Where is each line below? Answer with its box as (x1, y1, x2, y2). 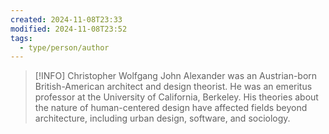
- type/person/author (19, 42, 110, 53)
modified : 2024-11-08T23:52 (10, 24, 128, 34)
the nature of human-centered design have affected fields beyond (34, 102, 308, 114)
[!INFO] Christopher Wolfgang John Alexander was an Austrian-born (34, 70, 318, 82)
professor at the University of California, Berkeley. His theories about (34, 91, 319, 103)
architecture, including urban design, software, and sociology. (34, 112, 291, 125)
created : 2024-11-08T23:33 (10, 14, 123, 25)
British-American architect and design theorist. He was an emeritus (34, 81, 313, 93)
